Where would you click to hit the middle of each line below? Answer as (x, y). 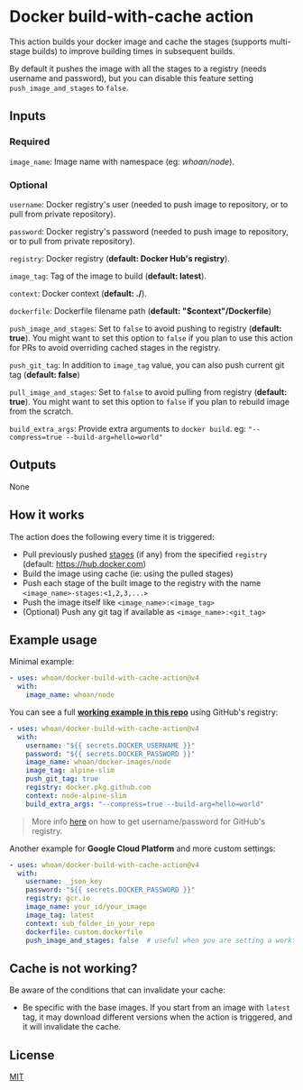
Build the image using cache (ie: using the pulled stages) (128, 573)
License (32, 1055)
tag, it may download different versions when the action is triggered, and (157, 1017)
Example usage (53, 640)
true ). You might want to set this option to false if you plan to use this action (151, 338)
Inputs (28, 116)
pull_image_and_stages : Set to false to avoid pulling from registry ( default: (148, 392)
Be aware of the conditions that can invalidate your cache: (117, 990)
